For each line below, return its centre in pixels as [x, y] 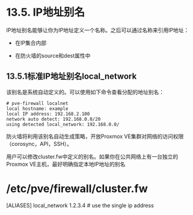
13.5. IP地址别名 [46, 12]
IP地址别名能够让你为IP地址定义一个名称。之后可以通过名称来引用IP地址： [98, 30]
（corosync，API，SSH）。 [39, 144]
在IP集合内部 [31, 43]
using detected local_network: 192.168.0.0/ [63, 124]
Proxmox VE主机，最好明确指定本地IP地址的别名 [66, 164]
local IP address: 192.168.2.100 [48, 114]
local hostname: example [37, 109]
